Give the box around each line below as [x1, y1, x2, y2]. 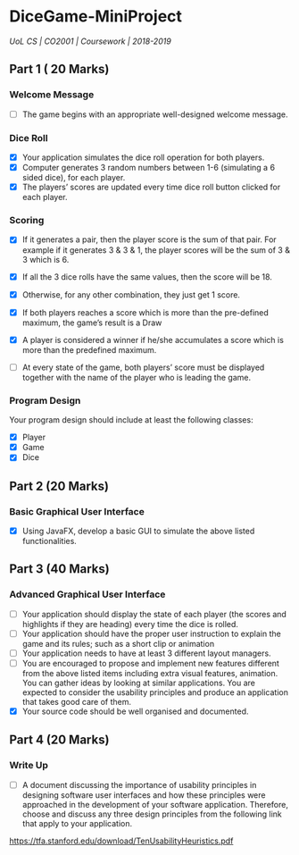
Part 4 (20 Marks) [9, 733, 110, 748]
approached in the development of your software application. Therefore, [21, 799, 288, 809]
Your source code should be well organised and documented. [21, 706, 249, 717]
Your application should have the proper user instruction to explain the [21, 628, 281, 639]
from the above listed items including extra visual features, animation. [21, 668, 278, 679]
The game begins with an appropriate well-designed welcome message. [21, 109, 288, 120]
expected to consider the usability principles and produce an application [21, 687, 288, 698]
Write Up [9, 759, 49, 772]
